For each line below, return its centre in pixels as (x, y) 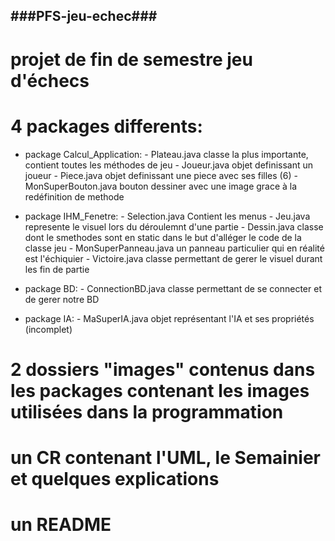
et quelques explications (115, 478)
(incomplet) (48, 329)
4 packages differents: (106, 126)
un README (61, 525)
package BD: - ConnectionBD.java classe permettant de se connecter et (173, 288)
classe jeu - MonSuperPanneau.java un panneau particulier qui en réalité (174, 248)
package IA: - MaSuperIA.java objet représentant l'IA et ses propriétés (169, 318)
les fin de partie (57, 269)
